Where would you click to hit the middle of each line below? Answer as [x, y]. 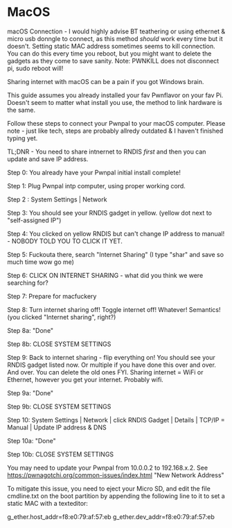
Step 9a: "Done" [30, 393]
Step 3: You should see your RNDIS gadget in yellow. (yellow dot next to [110, 213]
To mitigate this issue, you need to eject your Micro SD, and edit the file [109, 488]
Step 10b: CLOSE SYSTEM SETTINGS [61, 454]
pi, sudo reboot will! [35, 68]
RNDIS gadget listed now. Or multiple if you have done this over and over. [112, 365]
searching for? [28, 283]
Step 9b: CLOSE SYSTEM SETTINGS [59, 406]
